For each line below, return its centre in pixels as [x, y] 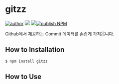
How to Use [23, 77]
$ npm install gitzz [27, 61]
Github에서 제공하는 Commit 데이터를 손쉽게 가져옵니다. [60, 34]
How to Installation [35, 50]
